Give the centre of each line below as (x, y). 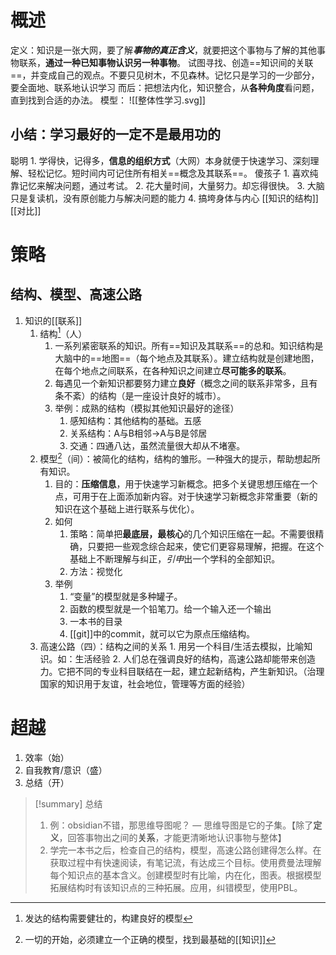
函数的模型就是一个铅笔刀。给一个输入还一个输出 (170, 609)
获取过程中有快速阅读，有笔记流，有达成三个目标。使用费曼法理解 (185, 862)
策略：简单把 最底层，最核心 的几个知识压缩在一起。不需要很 (192, 534)
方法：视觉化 (96, 572)
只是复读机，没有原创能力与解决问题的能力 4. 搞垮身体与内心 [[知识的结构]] (164, 198)
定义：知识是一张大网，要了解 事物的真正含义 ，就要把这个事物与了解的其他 (163, 50)
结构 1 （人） (63, 333)
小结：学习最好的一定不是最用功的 (115, 134)
